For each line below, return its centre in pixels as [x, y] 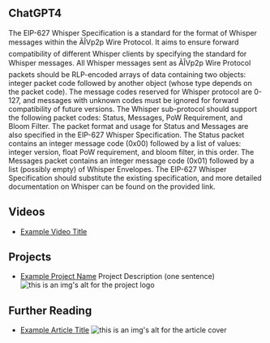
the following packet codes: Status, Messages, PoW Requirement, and [126, 118]
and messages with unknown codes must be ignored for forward [131, 100]
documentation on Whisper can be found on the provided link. [112, 187]
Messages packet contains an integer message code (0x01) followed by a [131, 161]
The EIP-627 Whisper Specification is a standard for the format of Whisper [133, 32]
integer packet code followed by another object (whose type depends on [131, 83]
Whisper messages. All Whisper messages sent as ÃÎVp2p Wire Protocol [130, 62]
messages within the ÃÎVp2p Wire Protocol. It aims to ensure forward [124, 42]
